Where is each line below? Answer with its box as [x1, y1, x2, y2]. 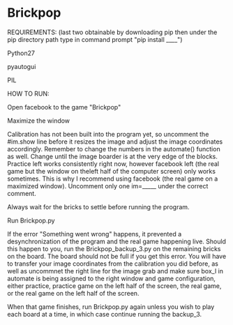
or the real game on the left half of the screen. [7, 289, 140, 297]
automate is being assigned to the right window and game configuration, [7, 274, 216, 282]
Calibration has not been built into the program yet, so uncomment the [7, 130, 209, 138]
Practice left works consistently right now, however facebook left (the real [7, 159, 220, 168]
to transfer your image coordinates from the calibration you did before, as [7, 259, 218, 268]
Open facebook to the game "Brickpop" [7, 103, 121, 111]
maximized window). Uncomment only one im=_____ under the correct [7, 181, 209, 190]
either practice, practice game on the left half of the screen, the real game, [7, 281, 222, 290]
